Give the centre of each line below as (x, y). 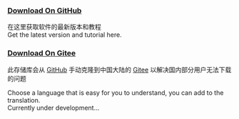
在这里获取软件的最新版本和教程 (54, 27)
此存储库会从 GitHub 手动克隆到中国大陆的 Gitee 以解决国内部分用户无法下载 (119, 69)
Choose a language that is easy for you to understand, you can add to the (116, 92)
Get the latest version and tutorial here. (65, 35)
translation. (24, 100)
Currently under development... (54, 108)
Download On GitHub (45, 11)
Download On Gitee (42, 53)
